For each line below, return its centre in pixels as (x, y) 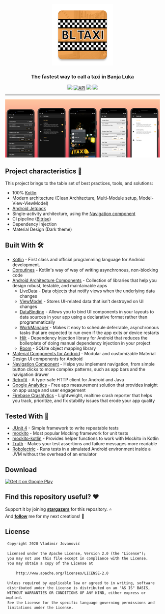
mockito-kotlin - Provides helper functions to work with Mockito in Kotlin (85, 438)
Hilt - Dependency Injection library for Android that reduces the (83, 338)
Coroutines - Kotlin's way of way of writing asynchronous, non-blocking (85, 270)
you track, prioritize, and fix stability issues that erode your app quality (83, 401)
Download (21, 470)
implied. (14, 598)
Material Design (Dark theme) (42, 229)
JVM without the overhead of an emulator (54, 454)
